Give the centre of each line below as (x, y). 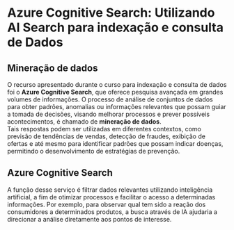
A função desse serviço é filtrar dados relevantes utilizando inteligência (110, 190)
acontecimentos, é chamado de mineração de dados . (84, 122)
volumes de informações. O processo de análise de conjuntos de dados (110, 99)
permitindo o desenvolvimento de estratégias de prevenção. (94, 151)
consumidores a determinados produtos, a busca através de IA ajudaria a (112, 212)
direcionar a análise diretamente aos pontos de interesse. (89, 219)
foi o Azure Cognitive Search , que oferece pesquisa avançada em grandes (115, 92)
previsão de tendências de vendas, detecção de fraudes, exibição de (106, 136)
